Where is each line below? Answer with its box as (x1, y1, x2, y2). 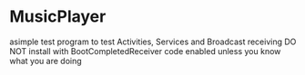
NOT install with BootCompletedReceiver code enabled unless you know (9, 45, 281, 56)
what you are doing (9, 55, 82, 66)
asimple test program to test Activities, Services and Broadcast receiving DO (9, 36, 297, 47)
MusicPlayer (9, 6, 107, 27)
